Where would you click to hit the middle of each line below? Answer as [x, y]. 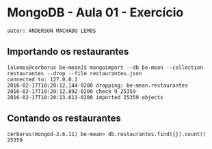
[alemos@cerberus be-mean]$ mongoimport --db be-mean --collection [105, 67]
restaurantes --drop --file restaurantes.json [75, 73]
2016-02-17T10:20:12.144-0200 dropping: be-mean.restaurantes [97, 85]
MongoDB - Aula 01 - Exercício [95, 13]
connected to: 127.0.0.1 [42, 79]
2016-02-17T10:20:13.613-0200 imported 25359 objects [85, 97]
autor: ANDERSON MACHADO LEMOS [52, 31]
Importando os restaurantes [68, 52]
